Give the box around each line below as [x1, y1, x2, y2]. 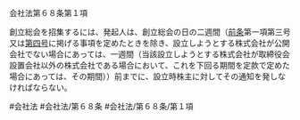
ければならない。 [9, 83, 72, 92]
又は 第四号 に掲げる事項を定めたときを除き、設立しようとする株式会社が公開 [9, 38, 290, 48]
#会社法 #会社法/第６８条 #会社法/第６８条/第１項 [9, 101, 194, 111]
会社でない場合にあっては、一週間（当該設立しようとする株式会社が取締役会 [9, 49, 290, 60]
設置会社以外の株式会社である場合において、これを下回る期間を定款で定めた [9, 60, 290, 70]
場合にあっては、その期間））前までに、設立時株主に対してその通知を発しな [9, 71, 286, 82]
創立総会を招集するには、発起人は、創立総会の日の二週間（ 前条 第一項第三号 [9, 27, 291, 37]
